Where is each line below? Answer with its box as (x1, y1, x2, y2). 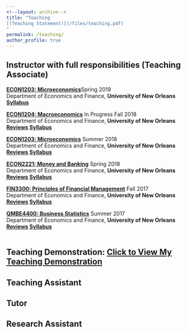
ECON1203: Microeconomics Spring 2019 (6, 86, 111, 93)
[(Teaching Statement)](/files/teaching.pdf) (6, 20, 124, 26)
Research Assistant (6, 319, 82, 329)
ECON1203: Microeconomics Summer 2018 (6, 135, 118, 142)
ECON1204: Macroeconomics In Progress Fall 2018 (6, 111, 137, 118)
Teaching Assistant (6, 277, 82, 288)
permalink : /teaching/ (6, 32, 64, 38)
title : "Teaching (6, 15, 51, 21)
